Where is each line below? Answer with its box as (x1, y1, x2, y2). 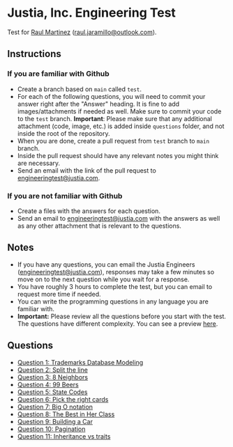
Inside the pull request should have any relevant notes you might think (17, 151, 219, 159)
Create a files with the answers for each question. (17, 207, 160, 215)
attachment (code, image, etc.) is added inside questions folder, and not (17, 122, 225, 130)
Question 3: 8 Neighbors (17, 372, 89, 381)
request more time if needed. (17, 290, 101, 298)
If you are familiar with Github (7, 69, 110, 79)
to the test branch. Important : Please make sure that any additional (17, 114, 213, 123)
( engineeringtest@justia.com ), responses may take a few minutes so (17, 267, 215, 276)
